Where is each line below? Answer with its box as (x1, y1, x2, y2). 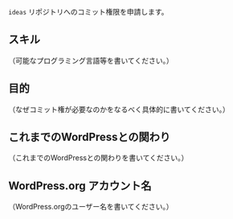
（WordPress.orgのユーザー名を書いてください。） (8, 202, 174, 212)
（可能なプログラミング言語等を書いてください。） (8, 56, 174, 65)
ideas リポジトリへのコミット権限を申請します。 (8, 7, 169, 16)
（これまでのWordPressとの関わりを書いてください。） (8, 153, 189, 163)
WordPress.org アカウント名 (8, 179, 152, 192)
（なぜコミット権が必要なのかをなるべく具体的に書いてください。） (8, 104, 231, 114)
